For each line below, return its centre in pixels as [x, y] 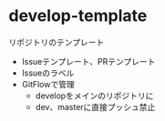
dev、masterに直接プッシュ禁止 [95, 106]
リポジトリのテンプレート [57, 42]
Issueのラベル [48, 73]
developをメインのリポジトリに [94, 96]
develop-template [78, 16]
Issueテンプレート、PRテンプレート [88, 61]
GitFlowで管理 [48, 84]
